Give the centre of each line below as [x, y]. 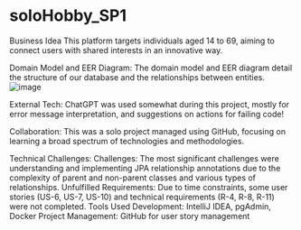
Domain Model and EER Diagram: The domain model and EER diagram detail [151, 68]
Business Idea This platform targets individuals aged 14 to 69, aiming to [142, 41]
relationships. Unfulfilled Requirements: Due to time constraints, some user [149, 187]
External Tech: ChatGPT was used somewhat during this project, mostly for [150, 104]
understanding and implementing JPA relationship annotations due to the [145, 168]
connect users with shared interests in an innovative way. [116, 50]
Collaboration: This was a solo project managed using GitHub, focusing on [148, 131]
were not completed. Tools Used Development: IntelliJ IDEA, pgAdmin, [140, 206]
